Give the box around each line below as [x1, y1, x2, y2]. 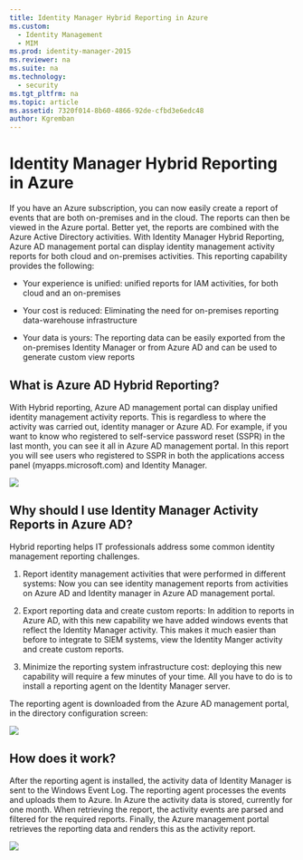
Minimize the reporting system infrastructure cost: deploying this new [22, 661, 282, 672]
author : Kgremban [9, 114, 75, 123]
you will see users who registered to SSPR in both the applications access [9, 449, 285, 460]
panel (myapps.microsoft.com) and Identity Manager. [9, 459, 208, 470]
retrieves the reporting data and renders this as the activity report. [9, 823, 256, 834]
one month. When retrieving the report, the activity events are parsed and [9, 804, 284, 815]
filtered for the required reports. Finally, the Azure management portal [9, 813, 270, 825]
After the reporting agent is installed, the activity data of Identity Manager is [9, 775, 292, 786]
